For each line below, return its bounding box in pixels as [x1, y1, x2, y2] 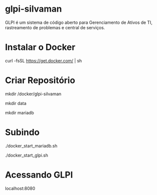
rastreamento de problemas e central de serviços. [5, 24, 105, 30]
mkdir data [5, 100, 27, 106]
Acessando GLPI [5, 169, 73, 180]
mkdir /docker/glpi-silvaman [5, 91, 62, 97]
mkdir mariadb [5, 109, 34, 115]
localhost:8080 [5, 185, 35, 191]
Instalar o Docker [5, 42, 75, 53]
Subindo [5, 127, 40, 138]
